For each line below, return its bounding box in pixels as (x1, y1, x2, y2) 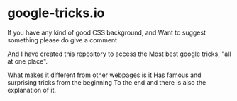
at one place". (7, 57, 48, 65)
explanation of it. (7, 85, 57, 94)
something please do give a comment (7, 35, 118, 44)
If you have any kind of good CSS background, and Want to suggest (7, 28, 206, 37)
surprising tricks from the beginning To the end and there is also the (7, 78, 206, 86)
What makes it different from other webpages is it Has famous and (7, 71, 202, 79)
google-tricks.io (7, 5, 105, 21)
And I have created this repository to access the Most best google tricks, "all (7, 49, 231, 58)
